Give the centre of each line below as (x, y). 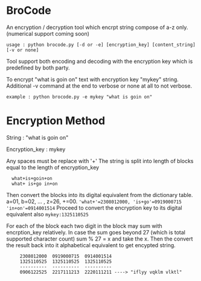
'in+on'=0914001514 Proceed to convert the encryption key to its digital (94, 208)
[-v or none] (23, 50)
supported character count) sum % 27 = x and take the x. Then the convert (100, 239)
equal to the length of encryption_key (53, 167)
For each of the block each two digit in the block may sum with (85, 226)
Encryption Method (56, 121)
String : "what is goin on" (37, 137)
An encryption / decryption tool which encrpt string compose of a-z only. (97, 27)
